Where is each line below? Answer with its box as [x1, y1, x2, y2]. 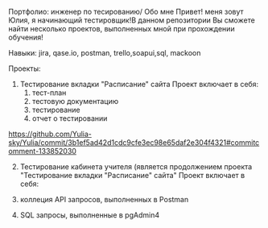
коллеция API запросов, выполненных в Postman [19, 195, 189, 204]
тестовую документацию [31, 97, 119, 106]
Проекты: [8, 64, 42, 73]
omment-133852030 [8, 147, 76, 155]
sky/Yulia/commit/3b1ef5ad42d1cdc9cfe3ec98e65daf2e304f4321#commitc [8, 138, 260, 147]
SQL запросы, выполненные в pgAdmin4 [19, 210, 159, 220]
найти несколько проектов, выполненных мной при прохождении [8, 24, 235, 33]
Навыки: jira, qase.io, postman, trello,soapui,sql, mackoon [8, 48, 201, 57]
